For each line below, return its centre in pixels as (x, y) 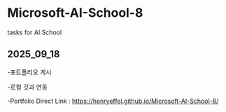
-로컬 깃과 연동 (27, 87)
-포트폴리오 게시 (29, 72)
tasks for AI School (35, 32)
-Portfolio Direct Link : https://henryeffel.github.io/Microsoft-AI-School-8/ (113, 101)
